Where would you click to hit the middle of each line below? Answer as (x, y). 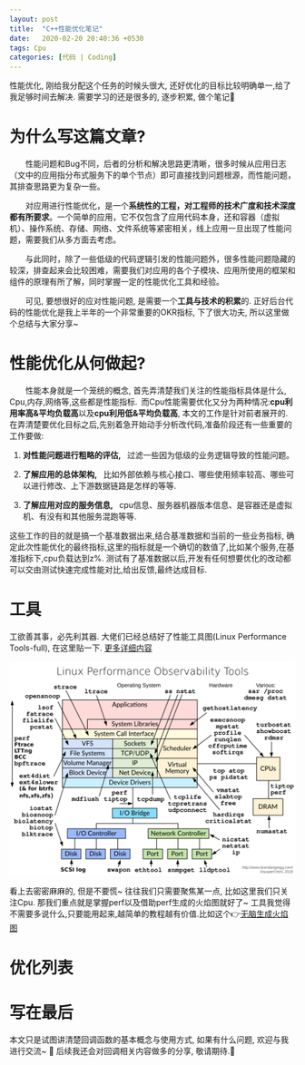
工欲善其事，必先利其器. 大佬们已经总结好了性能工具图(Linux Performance (148, 636)
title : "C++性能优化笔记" (56, 29)
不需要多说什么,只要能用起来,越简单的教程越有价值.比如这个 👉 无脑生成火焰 (149, 914)
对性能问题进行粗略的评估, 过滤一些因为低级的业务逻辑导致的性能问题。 (158, 455)
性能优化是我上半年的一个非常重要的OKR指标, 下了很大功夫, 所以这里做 (157, 312)
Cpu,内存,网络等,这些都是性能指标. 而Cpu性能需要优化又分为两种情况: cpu (148, 402)
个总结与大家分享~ (44, 324)
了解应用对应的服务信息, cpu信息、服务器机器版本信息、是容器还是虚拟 (157, 505)
